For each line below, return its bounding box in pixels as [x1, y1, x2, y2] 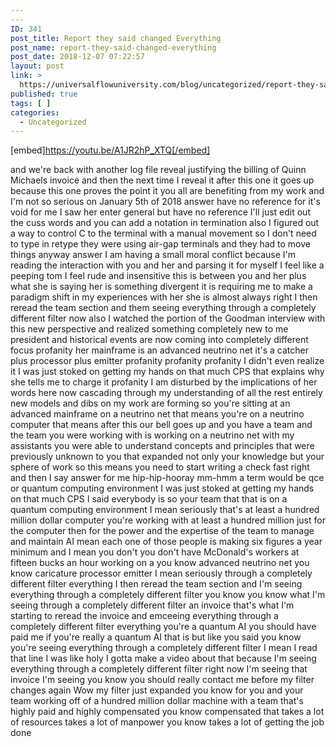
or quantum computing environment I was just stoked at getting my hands [10, 482, 315, 495]
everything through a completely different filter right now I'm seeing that [10, 663, 308, 675]
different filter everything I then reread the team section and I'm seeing [10, 578, 303, 590]
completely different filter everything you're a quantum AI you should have [10, 621, 317, 633]
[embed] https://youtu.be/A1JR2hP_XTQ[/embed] [10, 144, 211, 156]
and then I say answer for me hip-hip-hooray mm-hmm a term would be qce [10, 472, 325, 484]
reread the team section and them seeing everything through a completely [10, 302, 317, 314]
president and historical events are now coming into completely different [10, 334, 309, 346]
